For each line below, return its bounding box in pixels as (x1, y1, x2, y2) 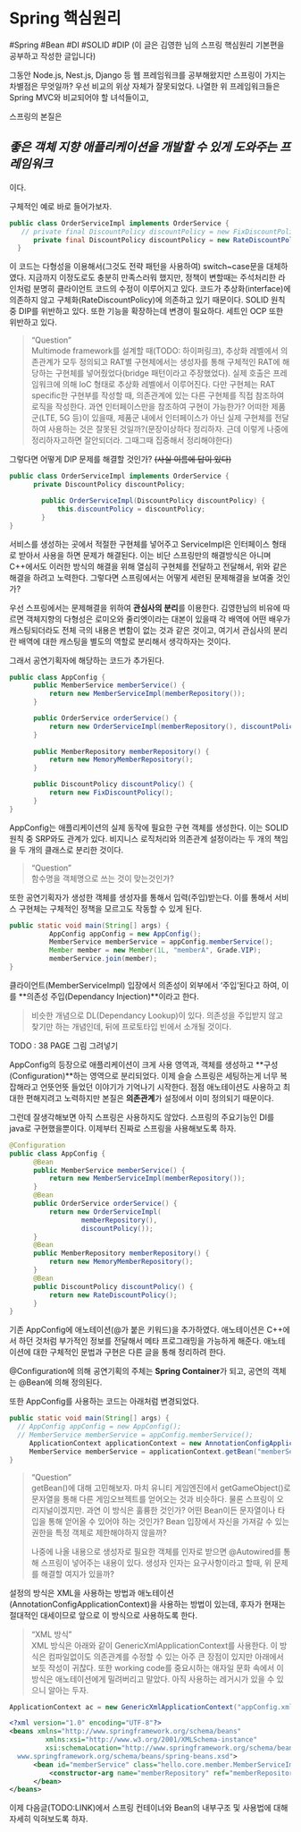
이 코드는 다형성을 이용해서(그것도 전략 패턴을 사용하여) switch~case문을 (9, 261, 265, 272)
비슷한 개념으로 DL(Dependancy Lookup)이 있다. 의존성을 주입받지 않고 (30, 1010, 283, 1021)
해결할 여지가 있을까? (40, 1568, 114, 1579)
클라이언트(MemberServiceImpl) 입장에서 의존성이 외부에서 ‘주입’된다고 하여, (9, 980, 280, 990)
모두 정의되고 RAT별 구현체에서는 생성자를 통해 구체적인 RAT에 (62, 357, 280, 368)
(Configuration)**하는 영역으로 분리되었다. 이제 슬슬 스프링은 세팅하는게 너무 (9, 1070, 279, 1081)
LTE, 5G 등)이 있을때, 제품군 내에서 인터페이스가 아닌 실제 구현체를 (41, 412, 273, 423)
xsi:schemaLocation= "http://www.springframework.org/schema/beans (45, 1743, 297, 1752)
